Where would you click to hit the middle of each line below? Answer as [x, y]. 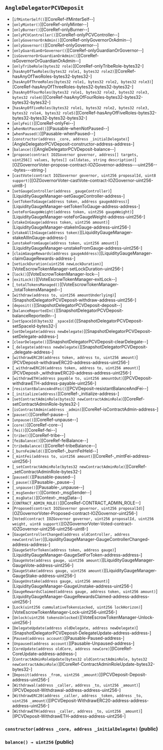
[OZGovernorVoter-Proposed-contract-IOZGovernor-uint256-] [75, 513]
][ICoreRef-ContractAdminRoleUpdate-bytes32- [107, 664]
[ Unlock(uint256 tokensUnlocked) [46, 617]
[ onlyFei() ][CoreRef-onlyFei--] [43, 123]
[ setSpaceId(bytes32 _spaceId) [44, 321]
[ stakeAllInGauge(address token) [46, 232]
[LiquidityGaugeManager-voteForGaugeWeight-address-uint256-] [79, 217]
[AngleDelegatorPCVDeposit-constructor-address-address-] [73, 144]
